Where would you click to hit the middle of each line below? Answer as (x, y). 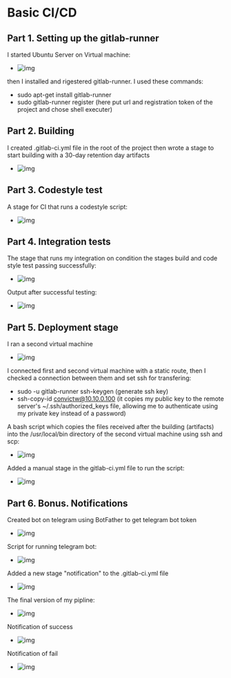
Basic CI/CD (42, 13)
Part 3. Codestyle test (55, 190)
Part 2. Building (41, 131)
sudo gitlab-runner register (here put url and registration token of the (115, 102)
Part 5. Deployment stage (63, 327)
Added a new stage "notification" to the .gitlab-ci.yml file (88, 573)
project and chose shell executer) (64, 109)
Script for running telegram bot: (52, 547)
